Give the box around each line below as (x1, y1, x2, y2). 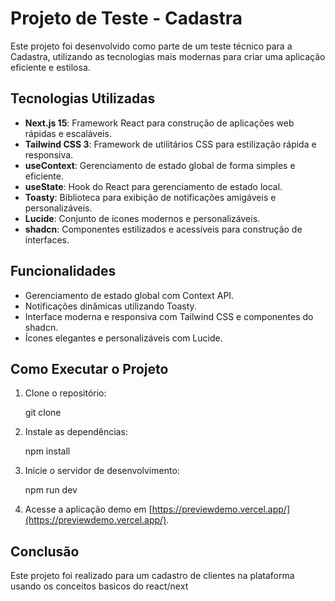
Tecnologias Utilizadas (10, 90, 156, 107)
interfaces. (24, 233, 70, 246)
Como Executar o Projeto (10, 360, 169, 377)
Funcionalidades (10, 263, 117, 280)
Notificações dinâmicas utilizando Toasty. (24, 300, 197, 312)
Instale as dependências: (24, 426, 128, 438)
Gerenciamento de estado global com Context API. (24, 289, 235, 301)
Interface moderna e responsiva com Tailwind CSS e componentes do (24, 310, 314, 322)
